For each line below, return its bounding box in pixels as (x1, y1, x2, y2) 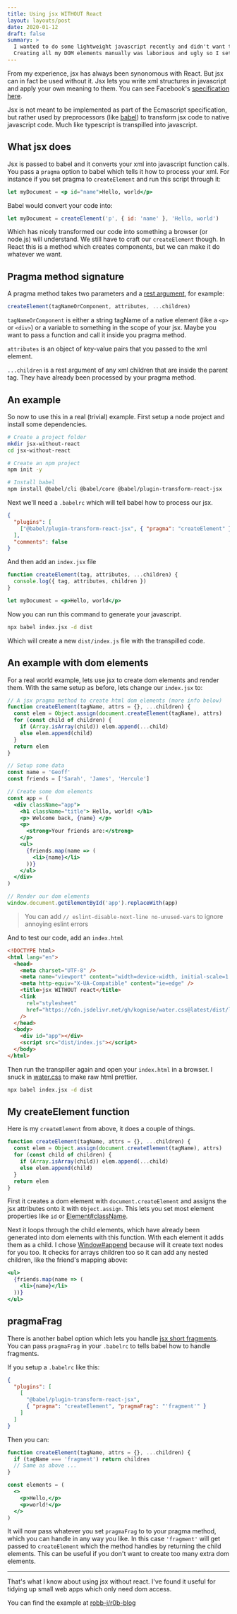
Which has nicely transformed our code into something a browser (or (7, 228, 208, 236)
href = (25, 1006, 42, 1013)
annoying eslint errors (24, 920, 89, 928)
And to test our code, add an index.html (7, 933, 124, 942)
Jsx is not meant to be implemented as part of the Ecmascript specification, (7, 105, 227, 114)
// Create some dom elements (7, 788, 93, 795)
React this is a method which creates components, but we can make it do (7, 242, 220, 251)
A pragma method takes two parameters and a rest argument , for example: (7, 289, 224, 298)
